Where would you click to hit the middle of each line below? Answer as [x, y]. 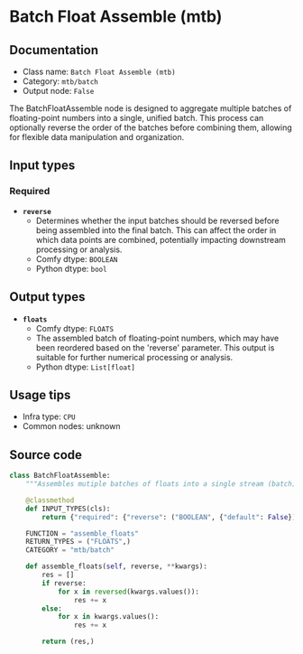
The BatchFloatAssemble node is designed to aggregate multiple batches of [151, 108]
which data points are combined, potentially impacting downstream [161, 239]
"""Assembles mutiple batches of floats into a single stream [145, 484]
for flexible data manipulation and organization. [97, 137]
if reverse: [64, 583]
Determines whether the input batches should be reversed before [157, 220]
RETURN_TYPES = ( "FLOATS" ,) [78, 542]
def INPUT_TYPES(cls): [68, 509]
